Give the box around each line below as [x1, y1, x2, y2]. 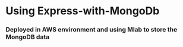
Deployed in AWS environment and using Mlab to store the [5, 26, 178, 34]
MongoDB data [5, 33, 50, 41]
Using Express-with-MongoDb [5, 4, 160, 18]
